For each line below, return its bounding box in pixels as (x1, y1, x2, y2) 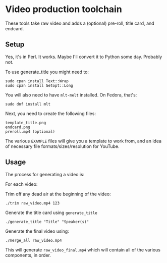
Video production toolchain (5, 4, 122, 15)
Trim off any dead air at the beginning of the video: (5, 191, 111, 197)
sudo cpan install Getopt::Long (5, 83, 73, 88)
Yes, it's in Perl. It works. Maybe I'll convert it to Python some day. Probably (5, 54, 162, 60)
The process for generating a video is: (5, 171, 85, 177)
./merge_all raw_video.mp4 (5, 238, 62, 243)
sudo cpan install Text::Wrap (5, 78, 69, 84)
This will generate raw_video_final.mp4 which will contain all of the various (5, 246, 160, 253)
